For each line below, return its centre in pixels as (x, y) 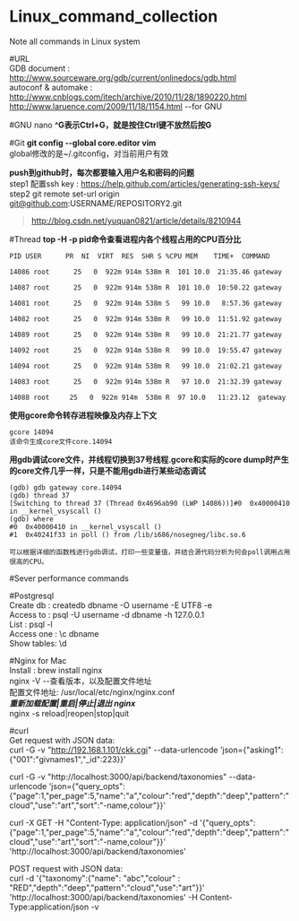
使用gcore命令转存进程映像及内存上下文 (83, 415)
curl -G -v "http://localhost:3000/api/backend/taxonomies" (118, 777)
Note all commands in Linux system (75, 41)
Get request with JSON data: (62, 740)
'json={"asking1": (252, 750)
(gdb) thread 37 (39, 495)
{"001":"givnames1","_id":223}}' (68, 759)
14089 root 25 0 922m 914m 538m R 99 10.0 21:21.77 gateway (145, 335)
